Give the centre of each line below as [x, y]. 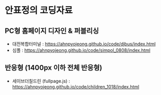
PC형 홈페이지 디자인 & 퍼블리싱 [52, 31]
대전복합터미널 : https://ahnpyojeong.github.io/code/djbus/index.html [84, 44]
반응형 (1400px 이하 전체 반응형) [53, 68]
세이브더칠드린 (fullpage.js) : [41, 81]
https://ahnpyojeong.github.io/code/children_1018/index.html [76, 86]
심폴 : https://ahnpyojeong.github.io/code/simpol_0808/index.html [81, 50]
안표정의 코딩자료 [39, 10]
